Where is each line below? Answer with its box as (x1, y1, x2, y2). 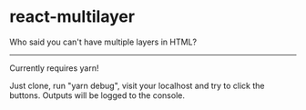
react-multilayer (9, 6, 135, 27)
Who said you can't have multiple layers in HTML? (9, 36, 198, 47)
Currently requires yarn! (9, 62, 99, 74)
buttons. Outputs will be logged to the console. (9, 89, 185, 101)
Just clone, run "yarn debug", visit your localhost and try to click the (9, 80, 266, 91)
